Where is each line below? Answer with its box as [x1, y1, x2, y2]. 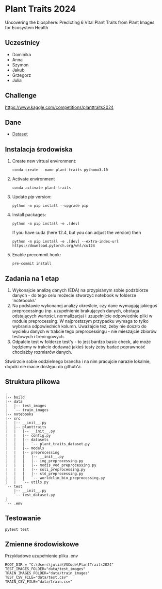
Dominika [12, 51, 32, 57]
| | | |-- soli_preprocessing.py [5, 467, 86, 472]
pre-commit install [12, 261, 52, 266]
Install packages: [12, 212, 46, 218]
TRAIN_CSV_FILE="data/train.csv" [5, 579, 73, 584]
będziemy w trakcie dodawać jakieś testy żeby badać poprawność [12, 344, 146, 350]
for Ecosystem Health [5, 24, 49, 30]
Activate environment [12, 176, 55, 182]
